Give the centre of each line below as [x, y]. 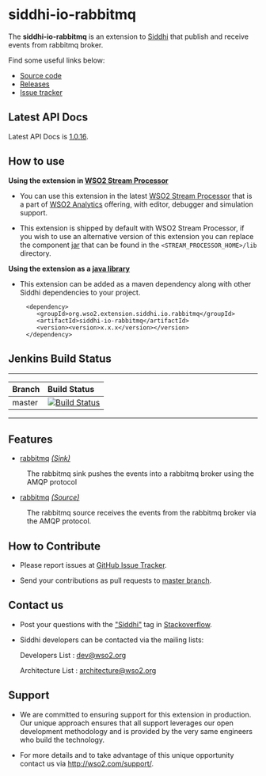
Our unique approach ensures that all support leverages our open [126, 723]
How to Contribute [55, 546]
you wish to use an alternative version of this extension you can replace [137, 236]
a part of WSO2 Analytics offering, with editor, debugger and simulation [136, 204]
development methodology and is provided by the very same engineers [136, 731]
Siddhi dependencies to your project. [80, 292]
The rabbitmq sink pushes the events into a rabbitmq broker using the [141, 474]
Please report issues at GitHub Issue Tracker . [93, 565]
